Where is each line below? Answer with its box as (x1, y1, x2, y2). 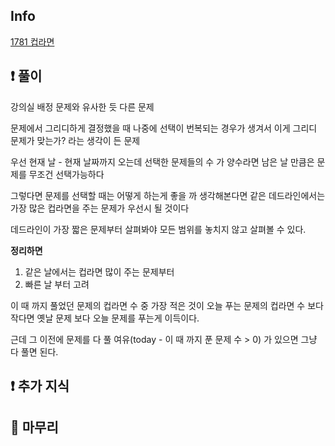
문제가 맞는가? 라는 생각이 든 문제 (10, 134, 141, 146)
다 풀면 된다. (10, 345, 59, 358)
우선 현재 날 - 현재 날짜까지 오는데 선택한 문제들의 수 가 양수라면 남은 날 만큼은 (10, 155, 315, 168)
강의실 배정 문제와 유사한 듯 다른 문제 (10, 100, 155, 113)
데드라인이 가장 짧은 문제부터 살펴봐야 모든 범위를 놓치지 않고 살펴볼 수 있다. (10, 223, 307, 235)
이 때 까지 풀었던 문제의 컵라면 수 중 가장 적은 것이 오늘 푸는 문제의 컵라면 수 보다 (10, 299, 324, 311)
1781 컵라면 (10, 35, 55, 48)
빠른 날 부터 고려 (24, 278, 90, 290)
